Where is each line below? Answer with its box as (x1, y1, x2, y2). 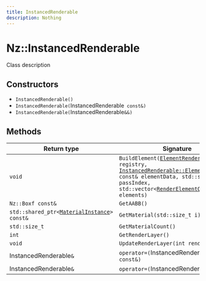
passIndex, (119, 179, 151, 187)
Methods (6, 126, 42, 137)
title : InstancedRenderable (6, 9, 78, 15)
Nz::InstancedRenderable (6, 41, 140, 55)
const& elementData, (119, 173, 179, 180)
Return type (44, 145, 80, 153)
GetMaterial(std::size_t (119, 212, 192, 218)
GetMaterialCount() (119, 223, 176, 230)
